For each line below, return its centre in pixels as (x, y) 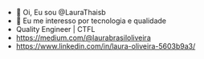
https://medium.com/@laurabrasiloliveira (83, 37)
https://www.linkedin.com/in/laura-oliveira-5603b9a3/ (106, 46)
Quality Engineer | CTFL (55, 29)
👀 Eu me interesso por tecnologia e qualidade (91, 21)
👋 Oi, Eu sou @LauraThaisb (61, 12)
